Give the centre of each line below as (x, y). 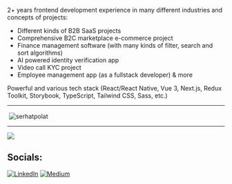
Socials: (25, 157)
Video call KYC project (49, 67)
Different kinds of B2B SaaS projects (69, 31)
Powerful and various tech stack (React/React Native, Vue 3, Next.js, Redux (115, 88)
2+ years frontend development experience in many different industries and (115, 10)
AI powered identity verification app (68, 60)
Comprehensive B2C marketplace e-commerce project (95, 38)
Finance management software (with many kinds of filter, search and (115, 45)
